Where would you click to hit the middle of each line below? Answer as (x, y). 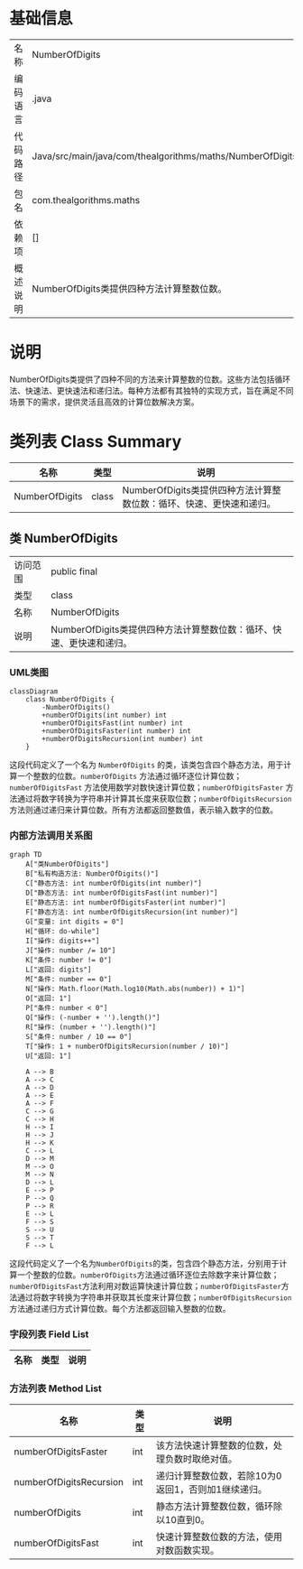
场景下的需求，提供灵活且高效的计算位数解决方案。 (104, 402)
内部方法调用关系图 (51, 835)
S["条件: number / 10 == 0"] (79, 1037)
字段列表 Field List (49, 1334)
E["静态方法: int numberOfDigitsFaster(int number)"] (126, 903)
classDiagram (34, 692)
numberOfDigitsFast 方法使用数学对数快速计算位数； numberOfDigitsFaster (147, 787)
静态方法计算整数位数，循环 (214, 1506)
